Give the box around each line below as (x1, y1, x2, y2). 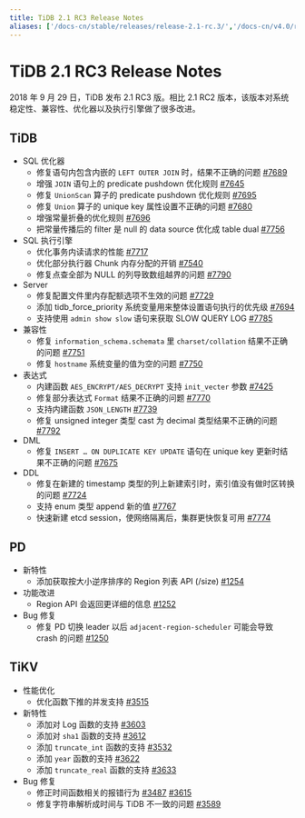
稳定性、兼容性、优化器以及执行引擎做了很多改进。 (9, 104, 201, 115)
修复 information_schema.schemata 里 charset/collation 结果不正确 (35, 335, 289, 346)
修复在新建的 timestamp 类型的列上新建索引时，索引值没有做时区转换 (35, 478, 295, 489)
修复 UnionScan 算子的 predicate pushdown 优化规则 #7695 (35, 190, 257, 201)
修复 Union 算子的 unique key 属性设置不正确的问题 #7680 (35, 201, 252, 212)
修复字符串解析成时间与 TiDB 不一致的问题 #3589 (35, 798, 221, 809)
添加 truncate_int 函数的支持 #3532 (35, 742, 172, 753)
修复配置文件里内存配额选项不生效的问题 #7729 (35, 290, 214, 301)
